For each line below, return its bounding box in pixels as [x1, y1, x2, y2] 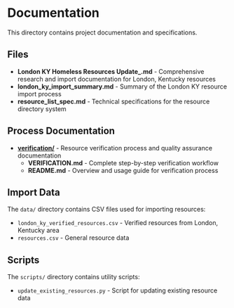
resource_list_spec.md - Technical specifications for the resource [17, 97, 210, 105]
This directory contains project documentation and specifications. [7, 28, 198, 37]
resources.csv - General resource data [17, 233, 130, 242]
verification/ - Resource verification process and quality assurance [17, 143, 212, 152]
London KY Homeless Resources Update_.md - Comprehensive [17, 67, 205, 75]
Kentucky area [17, 226, 60, 235]
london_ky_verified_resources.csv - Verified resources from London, [17, 219, 219, 227]
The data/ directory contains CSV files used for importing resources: [7, 205, 206, 214]
